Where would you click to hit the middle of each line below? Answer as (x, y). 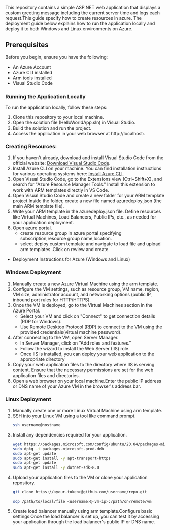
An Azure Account (32, 67)
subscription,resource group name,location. (66, 239)
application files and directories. (46, 375)
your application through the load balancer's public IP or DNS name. (84, 522)
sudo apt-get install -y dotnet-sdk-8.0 (56, 468)
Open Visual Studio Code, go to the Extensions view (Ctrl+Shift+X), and (87, 179)
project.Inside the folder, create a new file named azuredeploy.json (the (87, 201)
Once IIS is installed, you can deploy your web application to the (87, 354)
